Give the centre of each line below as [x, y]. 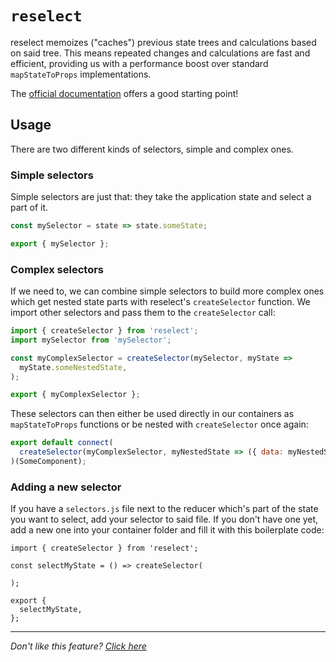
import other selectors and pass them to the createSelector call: [143, 313]
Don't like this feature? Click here [78, 646]
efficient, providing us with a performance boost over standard [139, 63]
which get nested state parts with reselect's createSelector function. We [160, 302]
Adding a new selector [66, 487]
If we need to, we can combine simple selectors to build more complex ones [167, 291]
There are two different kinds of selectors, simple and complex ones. [152, 149]
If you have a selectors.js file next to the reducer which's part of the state [164, 509]
